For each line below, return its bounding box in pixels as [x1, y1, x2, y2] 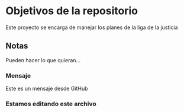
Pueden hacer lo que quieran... [5, 56, 81, 63]
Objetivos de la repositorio [5, 4, 138, 18]
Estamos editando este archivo [5, 100, 97, 108]
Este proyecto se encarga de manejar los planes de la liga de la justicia [5, 24, 178, 31]
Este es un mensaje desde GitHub [5, 85, 88, 92]
